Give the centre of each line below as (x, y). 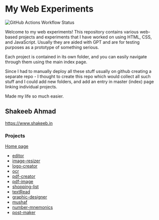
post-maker (24, 213)
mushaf (20, 202)
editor (18, 156)
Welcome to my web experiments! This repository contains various (72, 32)
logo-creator (25, 166)
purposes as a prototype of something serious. (52, 47)
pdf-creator (24, 176)
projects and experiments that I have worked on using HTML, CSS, (85, 37)
